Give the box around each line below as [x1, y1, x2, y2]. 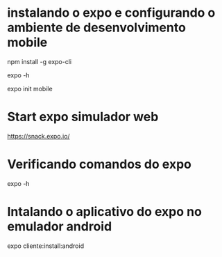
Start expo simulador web [7, 109, 159, 125]
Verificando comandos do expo [7, 157, 192, 172]
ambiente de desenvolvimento [7, 20, 186, 36]
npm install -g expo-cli [7, 57, 71, 65]
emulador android [7, 219, 112, 234]
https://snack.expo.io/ [7, 132, 71, 140]
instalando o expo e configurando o [7, 5, 216, 21]
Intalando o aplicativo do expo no [7, 204, 203, 219]
